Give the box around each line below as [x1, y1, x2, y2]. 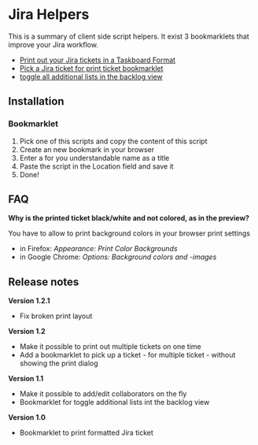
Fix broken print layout [19, 311, 93, 321]
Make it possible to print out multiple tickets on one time [19, 342, 202, 351]
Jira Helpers [8, 6, 90, 24]
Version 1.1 [8, 374, 44, 384]
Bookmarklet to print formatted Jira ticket [19, 428, 153, 438]
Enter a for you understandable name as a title [19, 153, 170, 162]
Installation [8, 95, 64, 108]
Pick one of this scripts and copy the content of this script [19, 136, 208, 146]
